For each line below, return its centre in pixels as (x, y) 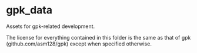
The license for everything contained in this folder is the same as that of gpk (98, 37)
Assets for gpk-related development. (51, 26)
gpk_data (29, 10)
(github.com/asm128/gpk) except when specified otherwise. (79, 44)
